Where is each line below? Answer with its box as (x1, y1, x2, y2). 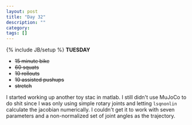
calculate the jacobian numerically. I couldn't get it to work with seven (6, 106, 175, 113)
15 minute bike (14, 58, 50, 65)
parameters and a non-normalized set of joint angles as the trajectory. (6, 112, 176, 120)
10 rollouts (14, 70, 40, 77)
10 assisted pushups (14, 77, 65, 84)
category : (6, 25, 31, 31)
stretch (14, 82, 32, 89)
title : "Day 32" (6, 14, 46, 20)
